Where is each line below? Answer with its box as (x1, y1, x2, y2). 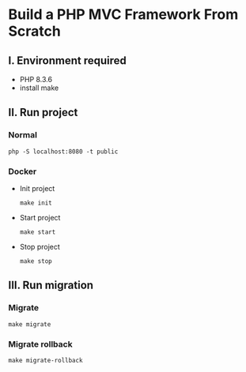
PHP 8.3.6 (19, 75, 53, 84)
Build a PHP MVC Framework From (8, 6, 239, 24)
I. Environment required (8, 54, 127, 67)
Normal (8, 130, 38, 141)
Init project (19, 183, 55, 193)
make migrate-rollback (8, 356, 83, 364)
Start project (19, 212, 61, 222)
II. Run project (8, 106, 78, 119)
